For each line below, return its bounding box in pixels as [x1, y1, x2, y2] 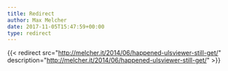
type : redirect [7, 29, 52, 37]
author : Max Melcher [7, 17, 68, 24]
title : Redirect [7, 10, 55, 17]
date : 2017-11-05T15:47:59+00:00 [7, 23, 105, 30]
